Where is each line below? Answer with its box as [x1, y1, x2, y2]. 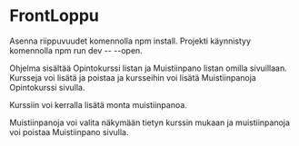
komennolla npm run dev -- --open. [9, 44, 143, 55]
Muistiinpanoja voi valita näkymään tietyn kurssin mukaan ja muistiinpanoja [9, 117, 291, 128]
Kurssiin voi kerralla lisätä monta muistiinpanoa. [9, 99, 188, 110]
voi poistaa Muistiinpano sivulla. [9, 126, 129, 137]
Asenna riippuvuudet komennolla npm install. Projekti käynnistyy [9, 35, 252, 46]
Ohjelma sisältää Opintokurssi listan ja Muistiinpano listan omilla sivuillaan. [9, 63, 288, 73]
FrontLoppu [9, 5, 100, 26]
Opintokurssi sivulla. [9, 82, 85, 92]
